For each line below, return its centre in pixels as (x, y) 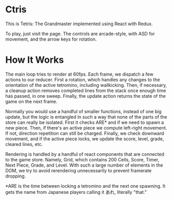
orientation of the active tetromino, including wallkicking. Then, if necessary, (86, 85)
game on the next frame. (31, 101)
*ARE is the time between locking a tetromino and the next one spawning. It (85, 186)
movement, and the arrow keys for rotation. (51, 39)
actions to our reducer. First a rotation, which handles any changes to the (83, 79)
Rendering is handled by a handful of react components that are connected (85, 154)
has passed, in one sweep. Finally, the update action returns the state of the (85, 96)
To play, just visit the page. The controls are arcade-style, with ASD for (80, 33)
